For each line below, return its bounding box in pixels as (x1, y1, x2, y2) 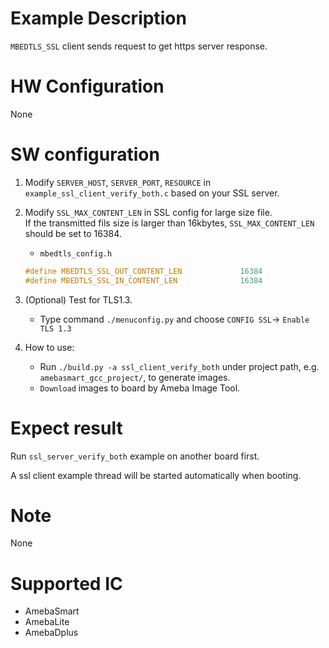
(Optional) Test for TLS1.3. (24, 293, 133, 306)
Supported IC (10, 572, 123, 595)
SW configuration (10, 143, 160, 166)
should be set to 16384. (24, 227, 122, 239)
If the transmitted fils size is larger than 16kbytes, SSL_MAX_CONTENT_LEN (24, 217, 315, 229)
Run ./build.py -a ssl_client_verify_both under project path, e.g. (39, 360, 320, 372)
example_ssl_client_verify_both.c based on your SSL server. (24, 187, 280, 199)
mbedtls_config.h (39, 248, 113, 259)
